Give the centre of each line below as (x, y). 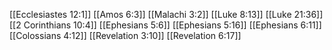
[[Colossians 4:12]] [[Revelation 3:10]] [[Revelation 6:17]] (125, 35)
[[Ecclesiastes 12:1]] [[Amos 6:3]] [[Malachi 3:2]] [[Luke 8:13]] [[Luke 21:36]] (166, 14)
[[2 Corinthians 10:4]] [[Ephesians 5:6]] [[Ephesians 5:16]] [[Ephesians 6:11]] (165, 25)
